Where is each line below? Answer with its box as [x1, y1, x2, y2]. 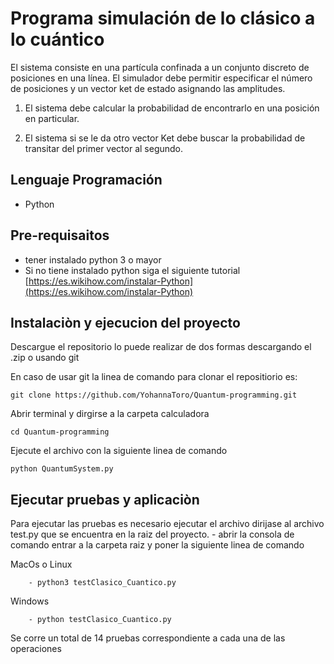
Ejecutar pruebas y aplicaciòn [10, 491, 200, 508]
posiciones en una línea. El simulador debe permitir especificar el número [10, 72, 313, 84]
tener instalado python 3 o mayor [24, 253, 162, 266]
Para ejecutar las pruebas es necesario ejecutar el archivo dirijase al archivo [10, 518, 325, 530]
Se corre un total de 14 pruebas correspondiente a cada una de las [10, 632, 286, 644]
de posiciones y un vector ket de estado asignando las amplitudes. [10, 82, 286, 94]
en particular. [24, 112, 80, 124]
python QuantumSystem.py [10, 464, 114, 474]
